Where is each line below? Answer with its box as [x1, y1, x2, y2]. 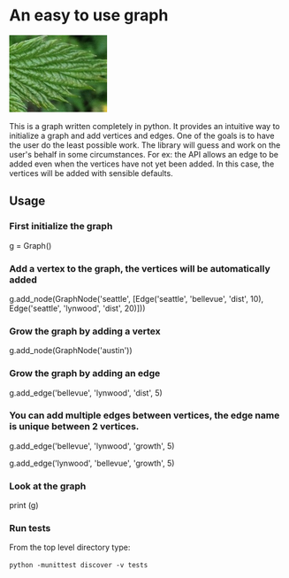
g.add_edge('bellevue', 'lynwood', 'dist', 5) [9, 387, 164, 398]
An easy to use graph [9, 5, 169, 26]
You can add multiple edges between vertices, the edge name [9, 409, 280, 421]
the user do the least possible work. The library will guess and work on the [9, 139, 281, 150]
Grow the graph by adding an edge [9, 367, 161, 380]
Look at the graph [9, 480, 87, 492]
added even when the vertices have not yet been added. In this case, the [9, 158, 275, 169]
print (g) [9, 500, 39, 511]
